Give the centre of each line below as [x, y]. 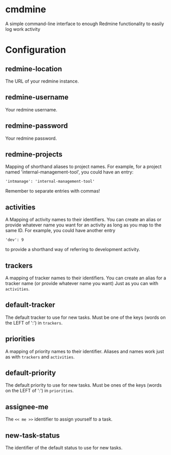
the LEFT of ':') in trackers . [34, 323]
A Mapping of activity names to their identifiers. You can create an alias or [83, 220]
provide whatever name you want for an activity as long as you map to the [83, 225]
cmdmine [26, 10]
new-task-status [33, 435]
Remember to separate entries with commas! [53, 191]
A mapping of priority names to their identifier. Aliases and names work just [85, 351]
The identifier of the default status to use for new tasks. [64, 448]
